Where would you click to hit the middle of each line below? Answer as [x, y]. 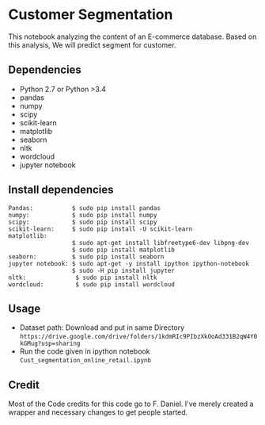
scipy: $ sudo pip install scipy [83, 222]
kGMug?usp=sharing [50, 344]
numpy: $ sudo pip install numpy [83, 215]
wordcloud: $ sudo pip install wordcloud [92, 284]
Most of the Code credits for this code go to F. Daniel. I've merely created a [131, 404]
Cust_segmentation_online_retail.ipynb [85, 361]
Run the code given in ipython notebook [85, 351]
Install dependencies [61, 190]
